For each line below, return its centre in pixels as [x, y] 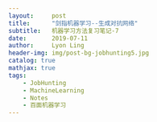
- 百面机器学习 [45, 105]
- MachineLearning [54, 90]
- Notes [35, 98]
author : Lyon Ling [46, 46]
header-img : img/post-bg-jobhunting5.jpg [79, 53]
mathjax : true [32, 68]
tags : [17, 75]
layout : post [37, 16]
